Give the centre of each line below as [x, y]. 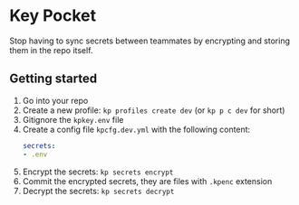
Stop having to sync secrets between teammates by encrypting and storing [150, 41]
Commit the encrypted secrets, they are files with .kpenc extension [147, 181]
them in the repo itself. [51, 50]
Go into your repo [55, 100]
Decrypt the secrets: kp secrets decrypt [98, 191]
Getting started [53, 79]
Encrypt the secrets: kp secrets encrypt [98, 172]
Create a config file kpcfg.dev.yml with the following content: [136, 129]
